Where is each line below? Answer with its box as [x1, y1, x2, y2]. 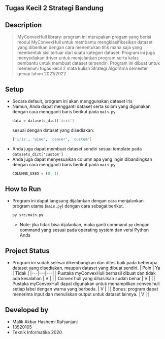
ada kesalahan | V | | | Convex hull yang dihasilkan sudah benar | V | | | [12, 276, 156, 282]
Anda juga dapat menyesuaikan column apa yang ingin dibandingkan [12, 156, 153, 162]
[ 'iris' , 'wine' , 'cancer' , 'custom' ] [12, 137, 92, 142]
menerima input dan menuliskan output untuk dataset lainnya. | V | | [12, 291, 150, 297]
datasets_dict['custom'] [12, 152, 64, 157]
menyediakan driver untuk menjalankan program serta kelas [17, 55, 139, 61]
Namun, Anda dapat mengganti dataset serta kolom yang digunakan [12, 103, 151, 109]
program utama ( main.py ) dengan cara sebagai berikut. [12, 203, 124, 209]
